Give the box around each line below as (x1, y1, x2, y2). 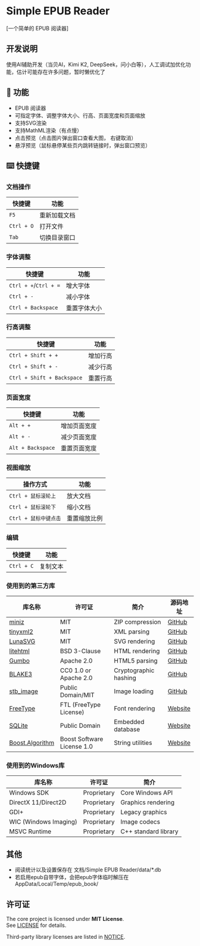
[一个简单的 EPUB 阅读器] (6, 24, 69, 32)
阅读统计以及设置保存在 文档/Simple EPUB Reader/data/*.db (14, 866, 162, 873)
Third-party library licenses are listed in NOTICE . (6, 933, 126, 940)
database (114, 725, 140, 734)
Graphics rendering (120, 798, 175, 806)
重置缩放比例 (66, 514, 103, 523)
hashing (114, 674, 136, 682)
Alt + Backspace (9, 444, 55, 452)
